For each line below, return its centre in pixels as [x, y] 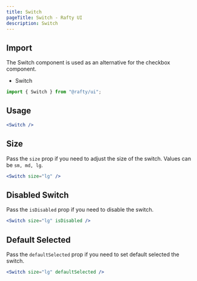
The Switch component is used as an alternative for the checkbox [88, 63]
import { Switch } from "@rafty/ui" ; [54, 92]
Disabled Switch [38, 195]
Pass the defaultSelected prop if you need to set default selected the [93, 254]
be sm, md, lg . [25, 165]
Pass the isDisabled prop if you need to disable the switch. [80, 210]
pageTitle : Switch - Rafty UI [45, 18]
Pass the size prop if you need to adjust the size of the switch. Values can [99, 158]
